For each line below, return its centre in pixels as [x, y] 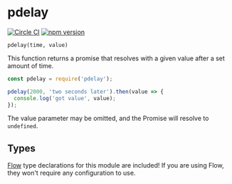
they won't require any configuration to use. [72, 173]
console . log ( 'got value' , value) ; [65, 98]
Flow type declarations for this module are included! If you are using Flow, [116, 166]
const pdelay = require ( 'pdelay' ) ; [60, 79]
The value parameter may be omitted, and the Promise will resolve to [108, 119]
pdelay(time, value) [38, 45]
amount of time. [31, 65]
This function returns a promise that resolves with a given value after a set [116, 58]
